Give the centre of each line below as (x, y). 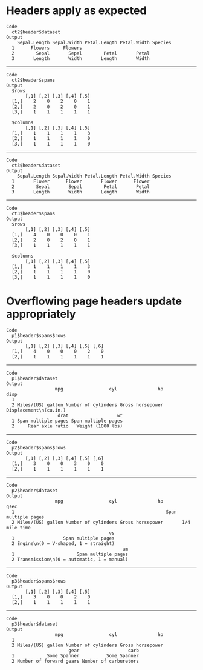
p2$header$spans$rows (39, 447)
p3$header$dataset (35, 624)
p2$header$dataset (35, 491)
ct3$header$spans (34, 213)
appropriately (41, 314)
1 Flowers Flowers (47, 48)
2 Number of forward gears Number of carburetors (75, 661)
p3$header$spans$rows (39, 581)
